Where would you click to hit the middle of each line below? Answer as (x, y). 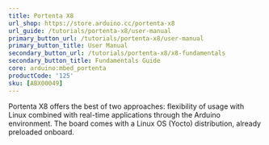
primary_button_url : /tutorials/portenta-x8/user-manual (106, 38)
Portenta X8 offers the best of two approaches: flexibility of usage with (126, 106)
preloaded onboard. (42, 132)
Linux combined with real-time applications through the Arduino (114, 114)
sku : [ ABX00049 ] (36, 83)
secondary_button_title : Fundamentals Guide (84, 61)
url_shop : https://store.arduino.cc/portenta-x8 (92, 23)
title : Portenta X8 (41, 16)
